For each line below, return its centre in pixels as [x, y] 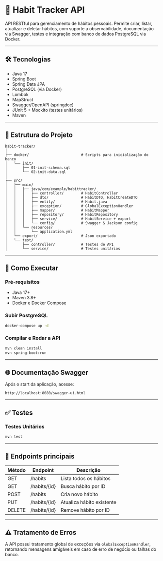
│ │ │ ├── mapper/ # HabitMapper [57, 210]
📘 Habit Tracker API [45, 10]
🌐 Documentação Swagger [47, 372]
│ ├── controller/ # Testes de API [59, 244]
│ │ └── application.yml [39, 232]
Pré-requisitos [22, 282]
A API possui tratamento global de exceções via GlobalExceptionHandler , [78, 544]
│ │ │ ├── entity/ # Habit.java [56, 202]
